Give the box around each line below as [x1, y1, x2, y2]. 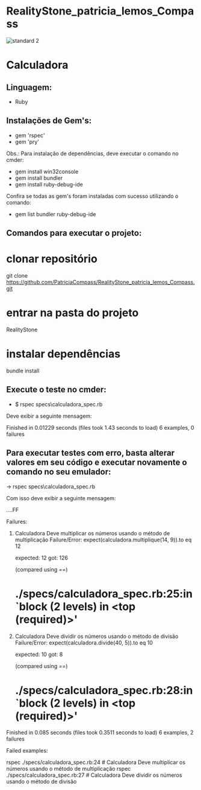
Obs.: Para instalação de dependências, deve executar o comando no [6, 150, 179, 157]
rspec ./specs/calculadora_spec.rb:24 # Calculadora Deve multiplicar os [6, 759, 185, 766]
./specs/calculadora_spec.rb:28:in [14, 683, 193, 697]
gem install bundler [14, 174, 63, 182]
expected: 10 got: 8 [14, 651, 63, 658]
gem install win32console [14, 168, 79, 175]
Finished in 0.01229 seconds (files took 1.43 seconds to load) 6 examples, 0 [6, 424, 194, 431]
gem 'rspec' [14, 132, 45, 139]
